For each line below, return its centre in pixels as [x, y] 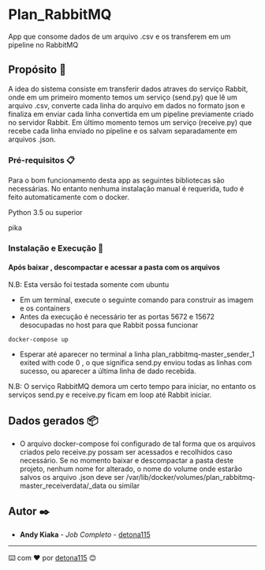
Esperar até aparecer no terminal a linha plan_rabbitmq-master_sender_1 [137, 354]
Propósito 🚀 [37, 70]
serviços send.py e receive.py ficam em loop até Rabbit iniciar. [110, 395]
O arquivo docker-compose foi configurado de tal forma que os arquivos [138, 444]
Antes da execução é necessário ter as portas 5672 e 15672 [117, 317]
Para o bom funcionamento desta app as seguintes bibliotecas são [116, 180]
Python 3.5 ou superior [45, 213]
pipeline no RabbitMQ [43, 44]
